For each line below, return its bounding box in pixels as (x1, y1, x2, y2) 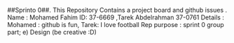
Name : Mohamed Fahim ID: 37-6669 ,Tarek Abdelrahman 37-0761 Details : (7, 13, 224, 21)
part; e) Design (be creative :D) (7, 28, 97, 36)
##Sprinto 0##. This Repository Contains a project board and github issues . (7, 6, 228, 14)
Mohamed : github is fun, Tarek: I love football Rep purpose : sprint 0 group (7, 21, 224, 28)
